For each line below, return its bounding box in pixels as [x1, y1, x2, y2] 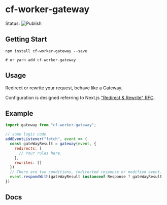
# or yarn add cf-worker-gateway [5, 57, 76, 62]
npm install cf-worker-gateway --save [5, 48, 87, 54]
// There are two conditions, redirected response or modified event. [10, 169, 162, 175]
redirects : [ [14, 146, 42, 151]
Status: [5, 20, 20, 26]
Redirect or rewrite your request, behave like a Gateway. [5, 85, 123, 91]
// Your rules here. [18, 151, 62, 156]
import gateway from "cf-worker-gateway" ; [5, 123, 96, 128]
